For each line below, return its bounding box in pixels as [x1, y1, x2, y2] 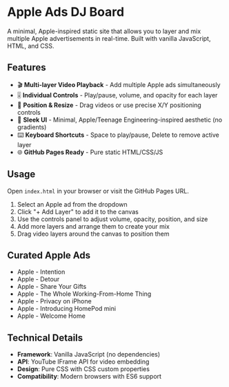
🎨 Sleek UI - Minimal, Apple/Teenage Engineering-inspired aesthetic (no [17, 115, 223, 124]
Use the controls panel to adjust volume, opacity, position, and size [17, 215, 208, 223]
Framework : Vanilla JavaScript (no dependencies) [17, 350, 161, 359]
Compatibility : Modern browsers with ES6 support [17, 372, 162, 381]
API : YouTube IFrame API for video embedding [17, 357, 150, 366]
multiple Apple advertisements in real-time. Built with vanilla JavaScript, [7, 34, 211, 42]
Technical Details [7, 332, 83, 343]
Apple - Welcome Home [17, 312, 86, 320]
